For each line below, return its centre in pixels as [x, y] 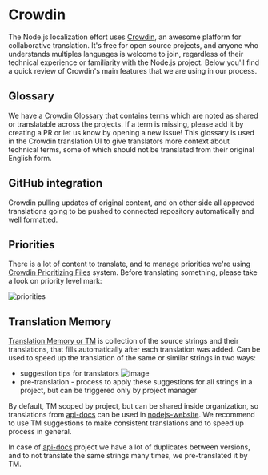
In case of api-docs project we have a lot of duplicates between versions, [129, 447]
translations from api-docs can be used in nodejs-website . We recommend [132, 415]
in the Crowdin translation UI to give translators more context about [119, 141]
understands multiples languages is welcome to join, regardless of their [126, 54]
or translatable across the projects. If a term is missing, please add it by [126, 124]
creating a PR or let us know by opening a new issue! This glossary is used [131, 132]
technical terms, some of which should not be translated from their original [131, 149]
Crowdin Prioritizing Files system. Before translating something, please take [133, 272]
